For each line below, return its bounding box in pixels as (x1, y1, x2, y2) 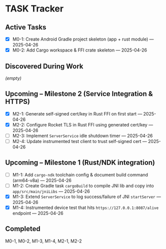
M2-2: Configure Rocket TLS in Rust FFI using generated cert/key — (12, 121, 153, 127)
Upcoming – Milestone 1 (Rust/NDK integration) (5, 158, 155, 167)
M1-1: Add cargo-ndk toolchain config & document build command (12, 171, 148, 177)
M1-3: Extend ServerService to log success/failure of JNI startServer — (12, 193, 161, 199)
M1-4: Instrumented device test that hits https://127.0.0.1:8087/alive (12, 204, 159, 210)
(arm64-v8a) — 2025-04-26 (12, 177, 71, 183)
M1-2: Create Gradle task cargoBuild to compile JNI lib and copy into (12, 182, 154, 188)
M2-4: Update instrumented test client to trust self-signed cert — (12, 138, 147, 144)
